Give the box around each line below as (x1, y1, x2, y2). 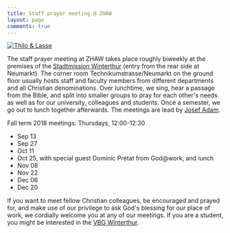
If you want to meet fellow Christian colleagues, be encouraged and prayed (7, 197, 220, 205)
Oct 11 (16, 147, 34, 155)
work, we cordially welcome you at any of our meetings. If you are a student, (7, 211, 224, 219)
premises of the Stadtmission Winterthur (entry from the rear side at (7, 62, 200, 71)
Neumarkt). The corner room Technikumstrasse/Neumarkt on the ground (7, 69, 214, 77)
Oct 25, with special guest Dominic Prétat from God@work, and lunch (16, 154, 214, 162)
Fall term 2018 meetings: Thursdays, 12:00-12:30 (7, 119, 146, 127)
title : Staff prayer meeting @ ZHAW (7, 10, 112, 17)
